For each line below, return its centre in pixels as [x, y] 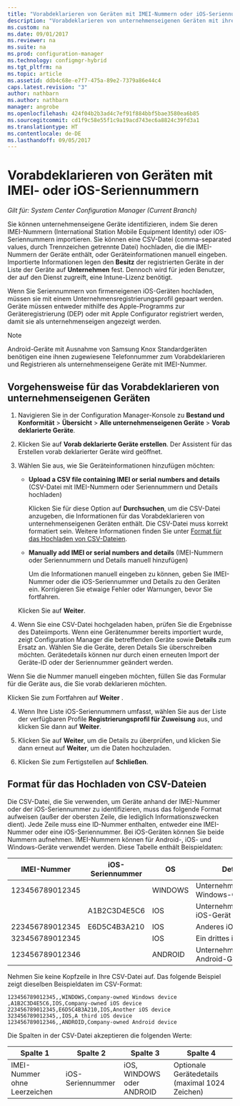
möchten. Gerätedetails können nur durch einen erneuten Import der [119, 655]
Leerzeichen [32, 1092]
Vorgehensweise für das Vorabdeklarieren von [114, 387]
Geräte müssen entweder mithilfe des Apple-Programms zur [96, 306]
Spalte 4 [201, 1052]
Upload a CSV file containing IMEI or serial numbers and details [124, 479]
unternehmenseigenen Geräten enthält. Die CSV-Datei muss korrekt [128, 523]
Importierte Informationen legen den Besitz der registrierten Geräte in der [116, 262]
